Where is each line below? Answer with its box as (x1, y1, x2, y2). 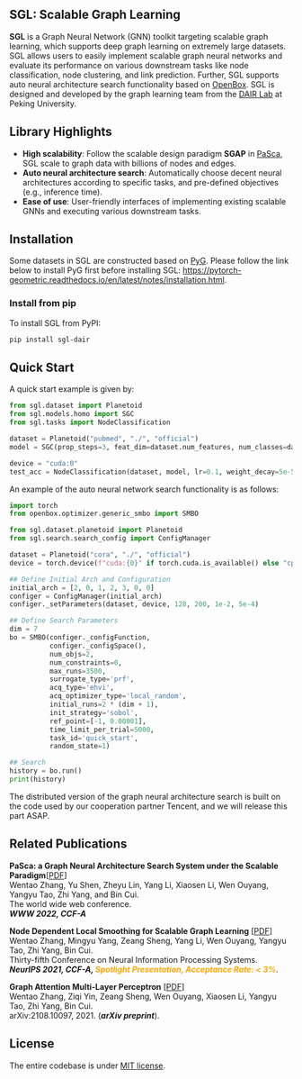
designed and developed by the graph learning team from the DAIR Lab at (9, 88, 283, 99)
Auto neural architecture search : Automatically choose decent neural (22, 167, 282, 178)
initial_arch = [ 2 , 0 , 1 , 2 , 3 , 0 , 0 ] (9, 583, 155, 593)
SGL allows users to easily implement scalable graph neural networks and (9, 50, 283, 61)
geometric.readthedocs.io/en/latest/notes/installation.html (9, 275, 225, 286)
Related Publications (9, 837, 128, 852)
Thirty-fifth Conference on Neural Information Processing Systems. (9, 954, 258, 965)
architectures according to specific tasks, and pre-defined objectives (22, 177, 279, 187)
